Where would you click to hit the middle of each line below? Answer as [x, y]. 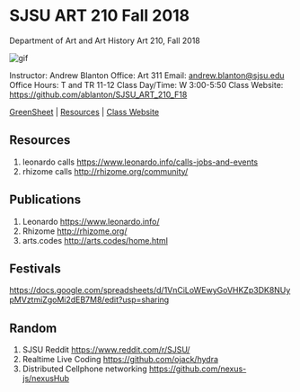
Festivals [35, 268]
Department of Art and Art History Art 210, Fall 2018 [105, 40]
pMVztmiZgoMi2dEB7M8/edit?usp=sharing [89, 300]
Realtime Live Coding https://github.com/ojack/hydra [120, 360]
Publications [45, 200]
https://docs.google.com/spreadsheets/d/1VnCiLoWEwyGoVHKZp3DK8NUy [150, 290]
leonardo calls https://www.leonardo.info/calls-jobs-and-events [140, 162]
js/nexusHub [46, 379]
